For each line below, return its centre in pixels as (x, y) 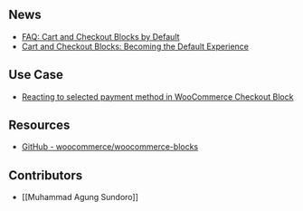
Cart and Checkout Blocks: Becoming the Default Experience (135, 46)
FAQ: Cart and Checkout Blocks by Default (100, 36)
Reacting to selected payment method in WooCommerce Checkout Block (157, 96)
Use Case (36, 75)
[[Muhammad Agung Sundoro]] (80, 197)
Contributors (46, 175)
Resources (39, 125)
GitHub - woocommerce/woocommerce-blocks (110, 147)
